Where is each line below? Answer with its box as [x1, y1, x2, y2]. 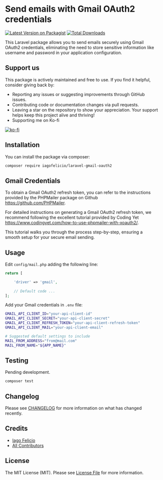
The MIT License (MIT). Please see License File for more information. [5, 469, 144, 476]
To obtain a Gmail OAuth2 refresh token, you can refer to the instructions [5, 190, 151, 195]
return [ [5, 271, 23, 276]
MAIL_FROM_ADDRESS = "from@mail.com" [5, 338, 77, 343]
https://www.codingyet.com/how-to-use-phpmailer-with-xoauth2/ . [5, 220, 139, 226]
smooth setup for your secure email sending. [5, 234, 95, 240]
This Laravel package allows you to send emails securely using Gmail [5, 39, 144, 45]
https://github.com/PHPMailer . [5, 200, 66, 206]
